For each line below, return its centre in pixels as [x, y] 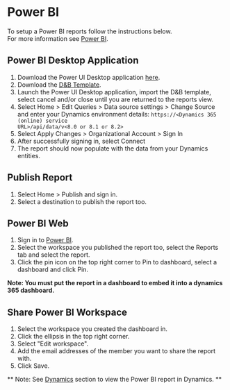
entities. [28, 155]
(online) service [42, 121]
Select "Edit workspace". [53, 344]
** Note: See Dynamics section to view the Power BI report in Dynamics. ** [115, 380]
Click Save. [33, 366]
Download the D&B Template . [59, 85]
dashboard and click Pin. [53, 270]
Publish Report [40, 178]
